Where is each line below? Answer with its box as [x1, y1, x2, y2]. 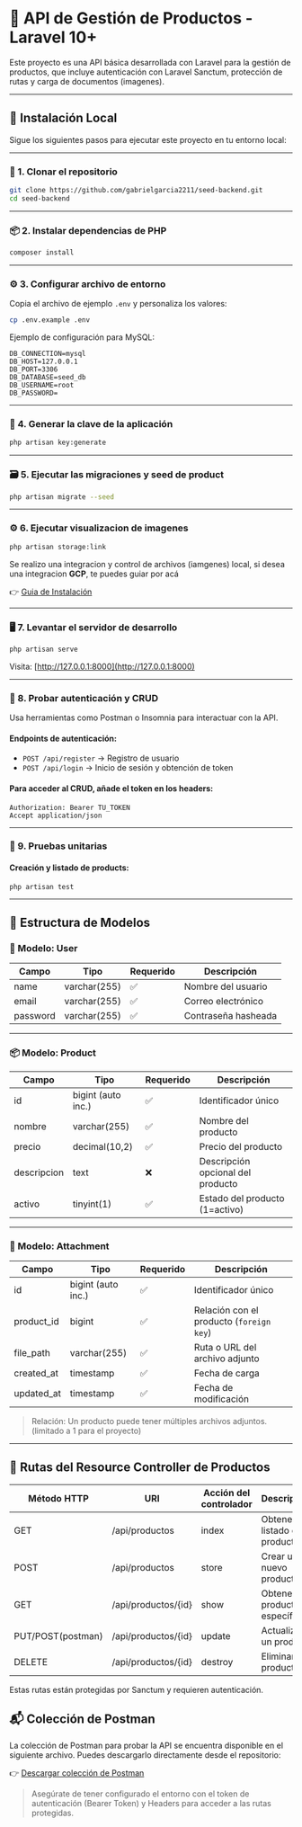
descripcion [13, 1166, 65, 1179]
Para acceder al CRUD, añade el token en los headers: [9, 782, 214, 794]
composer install [9, 248, 75, 257]
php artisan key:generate [9, 438, 106, 448]
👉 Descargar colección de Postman [9, 1767, 145, 1778]
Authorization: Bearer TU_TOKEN [9, 803, 130, 812]
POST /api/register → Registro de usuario [22, 753, 180, 763]
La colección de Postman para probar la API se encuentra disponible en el [9, 1740, 284, 1751]
